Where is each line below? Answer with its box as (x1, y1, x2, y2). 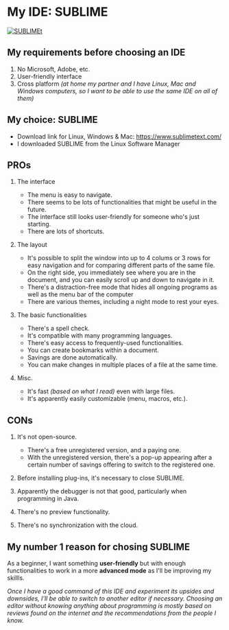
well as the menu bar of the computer (27, 290, 134, 299)
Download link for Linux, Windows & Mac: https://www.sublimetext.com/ (16, 132, 221, 141)
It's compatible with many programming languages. (27, 331, 173, 340)
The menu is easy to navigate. (27, 191, 113, 199)
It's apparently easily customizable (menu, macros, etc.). (27, 395, 188, 403)
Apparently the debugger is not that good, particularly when (16, 487, 187, 495)
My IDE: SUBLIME (7, 4, 108, 20)
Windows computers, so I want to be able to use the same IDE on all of (16, 86, 218, 95)
